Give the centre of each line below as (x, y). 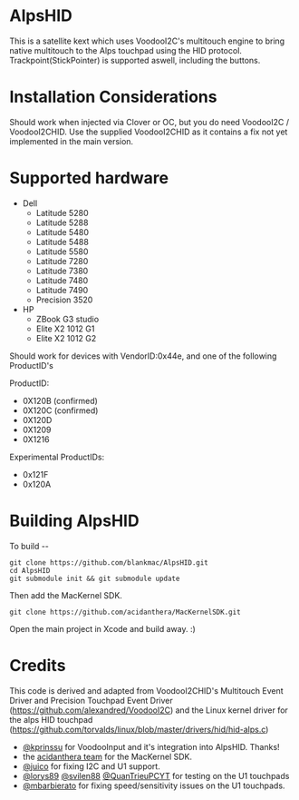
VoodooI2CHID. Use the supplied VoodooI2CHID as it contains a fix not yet (149, 132)
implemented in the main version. (72, 141)
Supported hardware (89, 178)
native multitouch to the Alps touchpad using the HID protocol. (126, 50)
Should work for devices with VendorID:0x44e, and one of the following (143, 356)
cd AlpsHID (30, 570)
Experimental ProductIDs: (57, 457)
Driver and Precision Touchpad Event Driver (92, 700)
